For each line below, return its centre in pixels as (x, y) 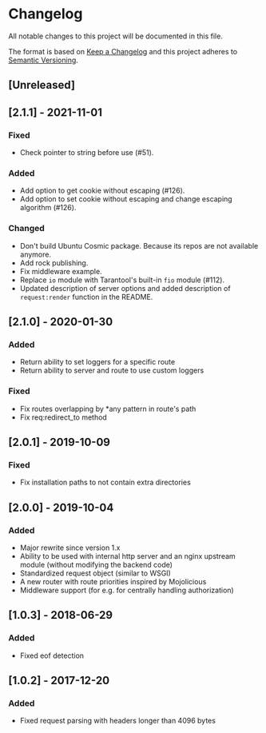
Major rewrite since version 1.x (70, 548)
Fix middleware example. (61, 271)
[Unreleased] (42, 85)
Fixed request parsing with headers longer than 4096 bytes (117, 721)
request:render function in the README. (86, 297)
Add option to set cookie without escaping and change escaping (126, 199)
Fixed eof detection (52, 655)
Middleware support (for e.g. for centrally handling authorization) (127, 590)
